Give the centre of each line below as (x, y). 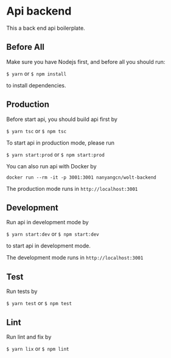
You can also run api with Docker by (51, 166)
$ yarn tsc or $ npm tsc (37, 131)
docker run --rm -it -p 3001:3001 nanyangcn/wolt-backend (81, 177)
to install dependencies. (36, 85)
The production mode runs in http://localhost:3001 (72, 188)
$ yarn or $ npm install (37, 74)
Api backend (39, 11)
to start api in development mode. (49, 246)
